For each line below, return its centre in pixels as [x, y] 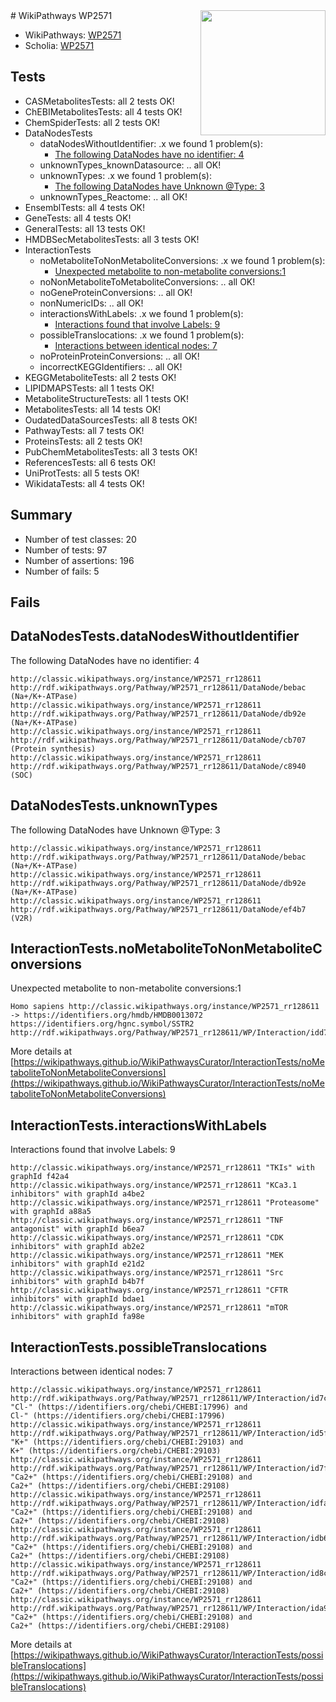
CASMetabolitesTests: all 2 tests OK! [99, 101]
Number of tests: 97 [66, 550]
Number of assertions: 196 [79, 560]
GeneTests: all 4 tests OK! [78, 218]
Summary [41, 515]
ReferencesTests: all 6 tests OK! [90, 462]
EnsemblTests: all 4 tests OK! [85, 207]
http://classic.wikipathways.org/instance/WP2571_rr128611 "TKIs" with [162, 1168]
